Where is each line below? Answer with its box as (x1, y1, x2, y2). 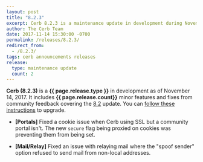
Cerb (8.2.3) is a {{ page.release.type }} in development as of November (6, 87, 190, 94)
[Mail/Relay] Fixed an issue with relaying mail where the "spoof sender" (14, 143, 195, 150)
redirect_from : (6, 43, 45, 49)
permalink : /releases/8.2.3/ (6, 37, 80, 43)
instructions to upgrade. (6, 106, 66, 114)
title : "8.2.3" (6, 15, 45, 21)
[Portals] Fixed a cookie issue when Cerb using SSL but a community (14, 118, 188, 126)
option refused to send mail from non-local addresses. (14, 149, 151, 157)
